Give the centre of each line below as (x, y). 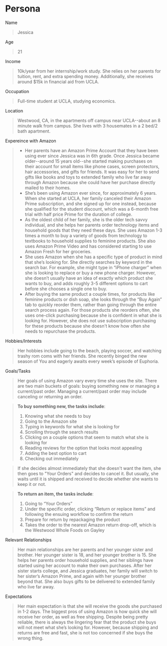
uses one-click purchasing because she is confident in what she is (93, 315)
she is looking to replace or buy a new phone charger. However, (90, 273)
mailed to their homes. (48, 188)
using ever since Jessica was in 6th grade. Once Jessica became (92, 156)
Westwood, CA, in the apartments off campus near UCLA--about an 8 (89, 120)
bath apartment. (34, 131)
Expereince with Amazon (31, 141)
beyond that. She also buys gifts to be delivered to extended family (86, 581)
